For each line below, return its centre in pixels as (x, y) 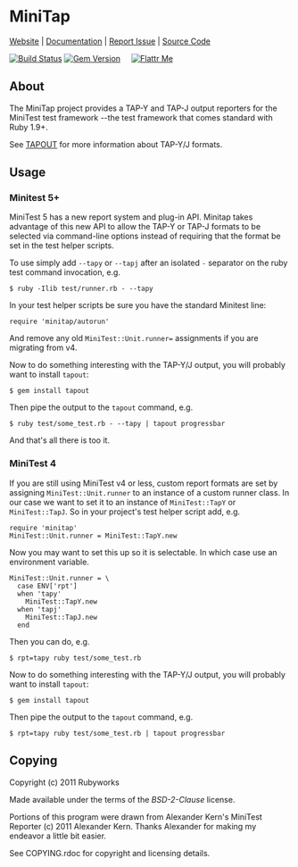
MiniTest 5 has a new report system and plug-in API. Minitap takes (131, 217)
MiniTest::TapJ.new (62, 617)
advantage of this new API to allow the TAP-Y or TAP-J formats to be (135, 227)
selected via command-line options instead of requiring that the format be (145, 236)
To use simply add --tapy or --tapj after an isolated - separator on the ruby (149, 263)
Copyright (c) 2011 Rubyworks (65, 782)
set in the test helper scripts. (62, 246)
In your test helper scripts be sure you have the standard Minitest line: (138, 305)
